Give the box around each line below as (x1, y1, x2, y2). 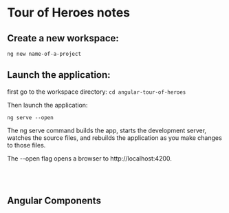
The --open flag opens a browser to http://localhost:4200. (7, 154, 172, 163)
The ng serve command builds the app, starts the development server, (7, 126, 207, 134)
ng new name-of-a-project (7, 50, 81, 57)
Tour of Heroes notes (7, 5, 131, 21)
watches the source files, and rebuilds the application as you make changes (7, 133, 222, 142)
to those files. (7, 141, 46, 149)
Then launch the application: (7, 101, 88, 109)
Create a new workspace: (7, 32, 119, 44)
